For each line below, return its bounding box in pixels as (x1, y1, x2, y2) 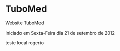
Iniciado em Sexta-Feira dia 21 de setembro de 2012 (5, 30, 115, 36)
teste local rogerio (5, 39, 44, 46)
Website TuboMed (5, 20, 44, 26)
